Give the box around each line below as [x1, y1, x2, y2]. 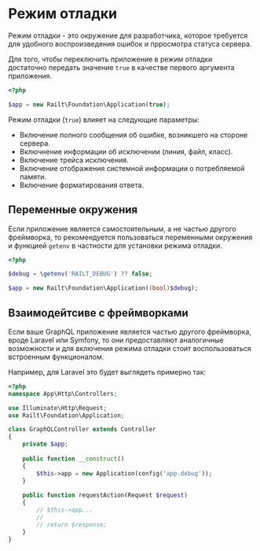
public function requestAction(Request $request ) [22, 491, 189, 500]
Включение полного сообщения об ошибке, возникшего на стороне [19, 130, 248, 139]
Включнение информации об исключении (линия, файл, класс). [19, 146, 233, 156]
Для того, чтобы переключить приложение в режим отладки [8, 54, 213, 64]
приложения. [8, 71, 53, 80]
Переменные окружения [8, 203, 138, 216]
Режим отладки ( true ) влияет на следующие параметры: [8, 115, 200, 124]
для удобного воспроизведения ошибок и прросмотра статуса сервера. [8, 39, 252, 48]
